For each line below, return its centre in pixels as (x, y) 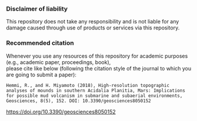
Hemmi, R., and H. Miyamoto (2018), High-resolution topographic (88, 85)
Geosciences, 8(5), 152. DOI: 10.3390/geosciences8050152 (79, 101)
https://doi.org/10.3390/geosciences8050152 (61, 112)
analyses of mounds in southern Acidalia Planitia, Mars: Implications (96, 90)
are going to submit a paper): (41, 75)
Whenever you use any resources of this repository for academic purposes (97, 56)
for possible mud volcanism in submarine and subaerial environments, (94, 96)
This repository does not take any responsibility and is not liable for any (93, 22)
